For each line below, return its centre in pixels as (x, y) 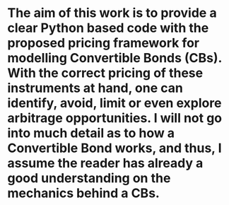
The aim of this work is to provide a (112, 13)
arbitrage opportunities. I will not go (115, 118)
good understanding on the (89, 178)
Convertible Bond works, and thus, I (114, 148)
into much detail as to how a (91, 133)
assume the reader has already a (105, 163)
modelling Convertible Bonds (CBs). (115, 58)
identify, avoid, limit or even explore (114, 103)
